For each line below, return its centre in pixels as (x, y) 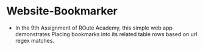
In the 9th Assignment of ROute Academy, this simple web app (94, 28)
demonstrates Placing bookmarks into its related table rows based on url (106, 34)
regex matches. (35, 40)
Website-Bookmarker (62, 11)
